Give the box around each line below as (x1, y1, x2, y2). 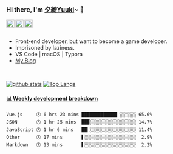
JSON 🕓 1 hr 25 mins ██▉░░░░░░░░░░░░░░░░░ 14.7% (6, 119, 153, 125)
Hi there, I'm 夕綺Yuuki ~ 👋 (6, 5, 84, 13)
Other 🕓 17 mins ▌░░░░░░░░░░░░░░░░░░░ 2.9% (6, 134, 153, 140)
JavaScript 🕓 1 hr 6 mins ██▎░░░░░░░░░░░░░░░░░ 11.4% (6, 126, 153, 133)
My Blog (15, 57, 36, 64)
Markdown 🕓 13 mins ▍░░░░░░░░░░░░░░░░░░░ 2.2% (6, 141, 153, 148)
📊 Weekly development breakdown (6, 95, 98, 102)
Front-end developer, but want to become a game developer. (15, 38, 168, 45)
